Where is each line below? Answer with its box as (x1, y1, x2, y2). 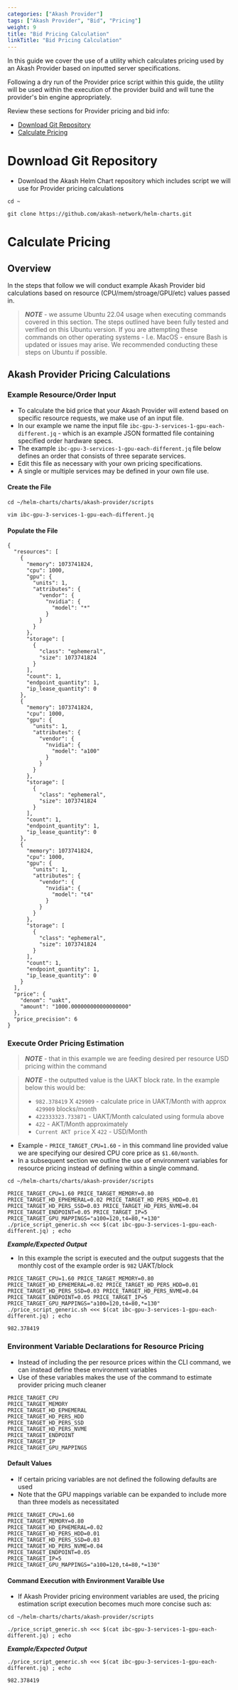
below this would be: (24, 1083, 86, 1092)
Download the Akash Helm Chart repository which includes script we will (17, 177, 231, 185)
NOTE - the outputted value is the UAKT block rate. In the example (24, 1076, 220, 1085)
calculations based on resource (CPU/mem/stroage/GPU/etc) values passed (7, 289, 230, 298)
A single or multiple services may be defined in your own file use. (17, 466, 210, 475)
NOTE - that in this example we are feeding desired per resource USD (24, 1055, 229, 1063)
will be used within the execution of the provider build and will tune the (7, 85, 215, 94)
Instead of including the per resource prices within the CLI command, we (17, 1357, 232, 1366)
